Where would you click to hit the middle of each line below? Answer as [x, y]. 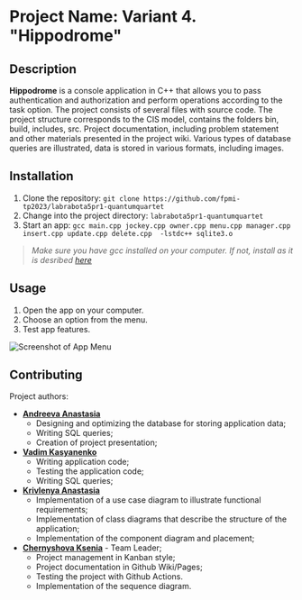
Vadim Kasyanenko [59, 452]
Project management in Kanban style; [105, 558]
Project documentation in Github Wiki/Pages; [119, 567]
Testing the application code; [90, 471]
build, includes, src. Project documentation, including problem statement [144, 129]
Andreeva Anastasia [61, 414]
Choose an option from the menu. [85, 319]
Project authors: [39, 396]
